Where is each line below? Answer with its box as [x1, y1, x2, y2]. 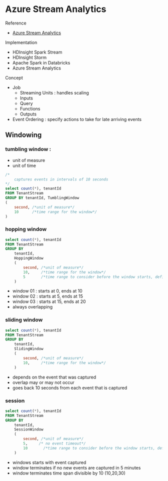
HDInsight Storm [12, 54, 47, 60]
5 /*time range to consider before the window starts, [23, 274, 153, 279]
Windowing [5, 131, 42, 139]
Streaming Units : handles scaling [19, 89, 89, 95]
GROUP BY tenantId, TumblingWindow [5, 195, 79, 200]
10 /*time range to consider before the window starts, [23, 445, 155, 450]
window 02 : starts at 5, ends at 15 [12, 293, 83, 299]
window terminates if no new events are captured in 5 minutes [12, 464, 141, 470]
